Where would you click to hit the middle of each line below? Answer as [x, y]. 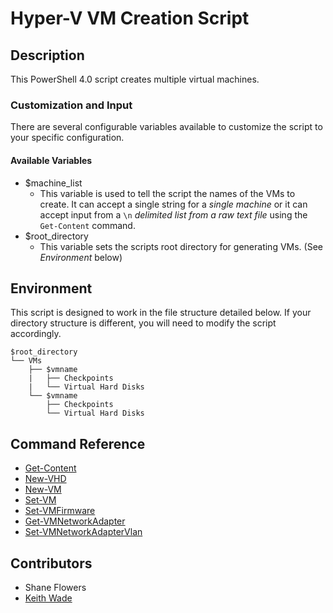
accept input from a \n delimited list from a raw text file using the [173, 214]
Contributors [51, 563]
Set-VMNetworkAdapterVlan [83, 532]
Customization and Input [71, 105]
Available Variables [51, 160]
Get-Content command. [87, 225]
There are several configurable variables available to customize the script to [166, 127]
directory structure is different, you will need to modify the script [143, 323]
